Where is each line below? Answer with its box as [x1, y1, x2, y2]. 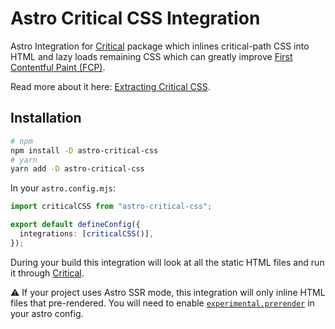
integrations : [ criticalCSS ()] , [19, 229, 155, 239]
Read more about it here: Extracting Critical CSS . [10, 80, 211, 92]
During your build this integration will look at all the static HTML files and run [10, 256, 325, 268]
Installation [10, 110, 82, 127]
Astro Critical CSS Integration [10, 7, 261, 30]
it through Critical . [10, 267, 85, 279]
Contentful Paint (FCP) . [10, 61, 106, 73]
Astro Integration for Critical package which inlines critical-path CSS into [10, 40, 310, 52]
